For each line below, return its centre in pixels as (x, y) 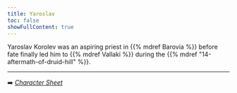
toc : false (23, 20)
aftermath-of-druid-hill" (42, 62)
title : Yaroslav (31, 14)
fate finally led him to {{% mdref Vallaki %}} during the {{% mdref (102, 54)
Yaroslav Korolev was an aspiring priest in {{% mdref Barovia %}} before (113, 47)
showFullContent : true (41, 27)
